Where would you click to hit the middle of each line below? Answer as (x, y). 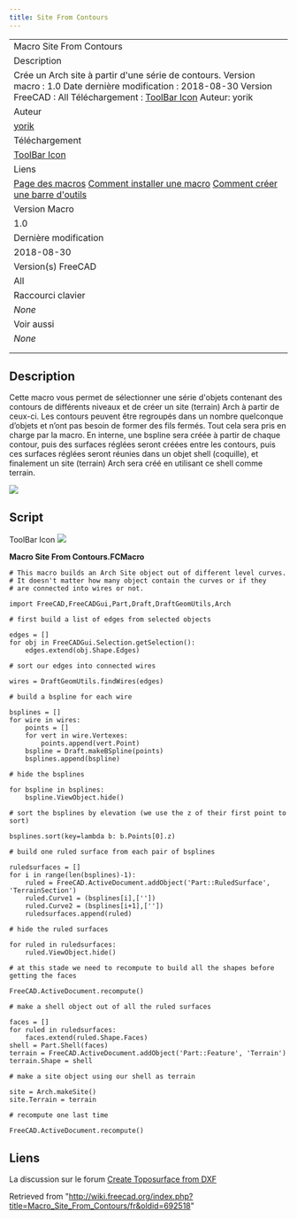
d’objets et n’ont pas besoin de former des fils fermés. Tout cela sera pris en (148, 426)
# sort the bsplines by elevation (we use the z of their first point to (148, 814)
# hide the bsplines (47, 775)
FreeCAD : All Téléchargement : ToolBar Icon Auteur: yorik (133, 96)
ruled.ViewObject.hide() (71, 953)
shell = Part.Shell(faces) (59, 1045)
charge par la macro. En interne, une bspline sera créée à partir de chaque (145, 436)
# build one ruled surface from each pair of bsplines (112, 852)
